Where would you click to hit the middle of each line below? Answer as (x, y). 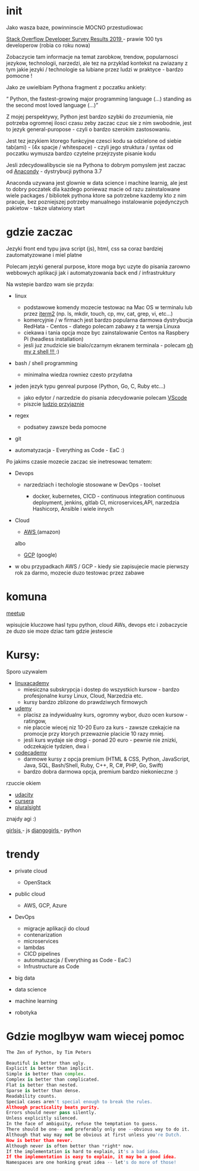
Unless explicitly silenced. (42, 1118)
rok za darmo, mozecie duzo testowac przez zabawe (79, 573)
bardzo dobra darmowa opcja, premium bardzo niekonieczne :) (101, 771)
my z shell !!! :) (41, 351)
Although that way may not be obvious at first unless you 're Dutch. (94, 1135)
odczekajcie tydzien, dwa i (56, 746)
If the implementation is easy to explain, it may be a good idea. (91, 1157)
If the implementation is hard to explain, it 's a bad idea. (83, 1151)
